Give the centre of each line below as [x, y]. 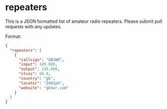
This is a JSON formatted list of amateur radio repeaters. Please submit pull [84, 21]
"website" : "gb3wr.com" [44, 88]
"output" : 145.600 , [39, 69]
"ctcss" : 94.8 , [35, 74]
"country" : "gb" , [37, 79]
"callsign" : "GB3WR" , [41, 60]
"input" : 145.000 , [38, 65]
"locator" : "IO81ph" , [41, 83]
